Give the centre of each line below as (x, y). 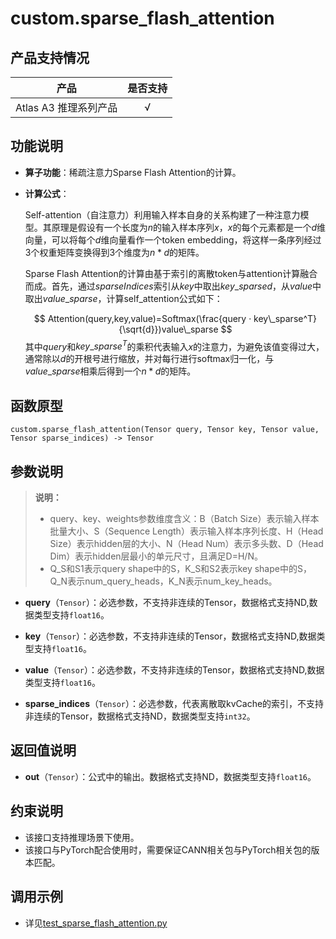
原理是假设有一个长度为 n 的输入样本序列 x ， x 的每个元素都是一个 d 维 (188, 227)
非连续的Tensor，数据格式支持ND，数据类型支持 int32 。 (140, 716)
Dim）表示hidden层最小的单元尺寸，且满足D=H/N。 (156, 556)
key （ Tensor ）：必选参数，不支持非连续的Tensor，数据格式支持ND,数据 (170, 636)
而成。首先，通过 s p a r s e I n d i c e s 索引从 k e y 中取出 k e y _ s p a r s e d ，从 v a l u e (168, 286)
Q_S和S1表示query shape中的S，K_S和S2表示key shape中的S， (180, 569)
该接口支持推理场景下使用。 (82, 837)
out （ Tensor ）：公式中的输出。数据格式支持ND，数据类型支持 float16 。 (170, 776)
